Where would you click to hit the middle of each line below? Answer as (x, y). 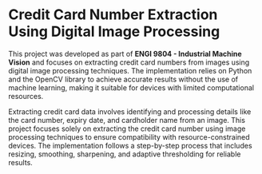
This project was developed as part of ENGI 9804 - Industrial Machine (125, 53)
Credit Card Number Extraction (113, 15)
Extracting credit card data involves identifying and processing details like (130, 111)
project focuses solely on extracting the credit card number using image (127, 129)
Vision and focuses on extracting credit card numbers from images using (129, 62)
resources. (26, 96)
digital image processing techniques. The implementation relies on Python (130, 70)
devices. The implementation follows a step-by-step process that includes (131, 145)
